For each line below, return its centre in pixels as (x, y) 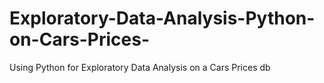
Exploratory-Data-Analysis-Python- (162, 18)
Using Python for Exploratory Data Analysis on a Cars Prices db (140, 67)
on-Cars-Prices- (80, 39)
